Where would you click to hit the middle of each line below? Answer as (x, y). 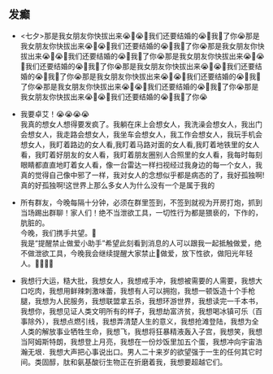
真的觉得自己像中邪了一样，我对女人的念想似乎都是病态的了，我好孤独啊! (142, 175)
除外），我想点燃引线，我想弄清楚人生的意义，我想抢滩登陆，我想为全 (143, 321)
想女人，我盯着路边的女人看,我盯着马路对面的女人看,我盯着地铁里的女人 (140, 144)
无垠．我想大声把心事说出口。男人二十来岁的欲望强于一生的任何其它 (141, 351)
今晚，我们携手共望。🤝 (58, 233)
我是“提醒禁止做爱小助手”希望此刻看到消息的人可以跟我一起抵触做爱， (137, 243)
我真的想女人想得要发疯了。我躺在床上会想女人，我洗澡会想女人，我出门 (141, 124)
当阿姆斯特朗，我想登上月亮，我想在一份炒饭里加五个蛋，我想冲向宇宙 (138, 341)
